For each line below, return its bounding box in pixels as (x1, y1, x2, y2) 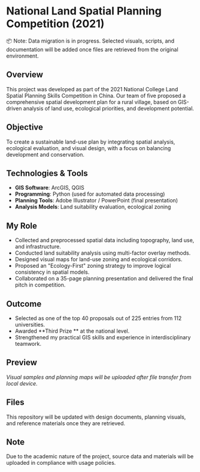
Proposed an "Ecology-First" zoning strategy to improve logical (14, 262, 171, 270)
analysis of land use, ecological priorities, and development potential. (23, 104, 195, 112)
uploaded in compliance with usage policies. (6, 459, 116, 467)
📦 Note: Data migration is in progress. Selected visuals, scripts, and (6, 37, 175, 44)
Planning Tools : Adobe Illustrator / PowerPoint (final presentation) (14, 197, 178, 204)
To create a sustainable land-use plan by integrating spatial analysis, (6, 138, 175, 145)
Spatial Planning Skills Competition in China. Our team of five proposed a (6, 92, 186, 99)
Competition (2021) (6, 17, 105, 31)
